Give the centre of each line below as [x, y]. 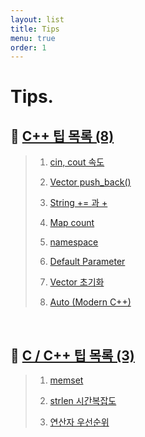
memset [66, 380]
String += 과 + [78, 203]
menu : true [33, 38]
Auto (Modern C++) [90, 302]
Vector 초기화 [77, 282]
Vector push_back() [90, 182]
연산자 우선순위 [79, 422]
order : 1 [28, 47]
